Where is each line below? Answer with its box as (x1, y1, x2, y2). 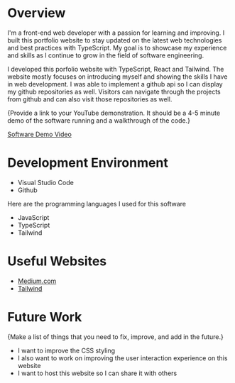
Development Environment (7, 155, 168, 171)
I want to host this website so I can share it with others (17, 369, 177, 377)
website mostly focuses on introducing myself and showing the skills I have (7, 72, 228, 81)
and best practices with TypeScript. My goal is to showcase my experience (7, 43, 227, 52)
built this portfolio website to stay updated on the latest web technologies (7, 35, 222, 44)
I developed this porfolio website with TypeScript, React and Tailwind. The (7, 65, 224, 73)
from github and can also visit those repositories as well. (7, 94, 173, 104)
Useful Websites (7, 253, 107, 270)
